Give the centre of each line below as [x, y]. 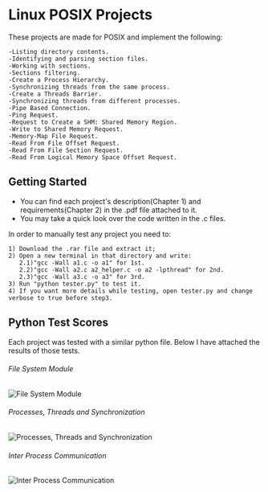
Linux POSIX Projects [80, 15]
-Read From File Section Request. [66, 150]
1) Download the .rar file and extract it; [82, 248]
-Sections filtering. [45, 73]
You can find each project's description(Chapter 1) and [110, 201]
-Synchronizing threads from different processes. [95, 101]
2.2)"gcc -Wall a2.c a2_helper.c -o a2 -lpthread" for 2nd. [122, 270]
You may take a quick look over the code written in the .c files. [123, 218]
